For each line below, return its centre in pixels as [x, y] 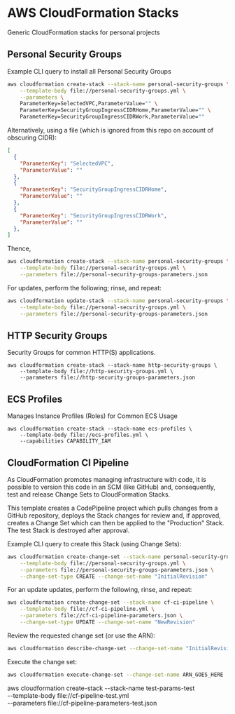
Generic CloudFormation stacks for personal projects [84, 32]
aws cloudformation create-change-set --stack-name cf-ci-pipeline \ [111, 602]
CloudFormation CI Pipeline [68, 463]
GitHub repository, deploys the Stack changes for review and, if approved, [114, 515]
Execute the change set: [42, 661]
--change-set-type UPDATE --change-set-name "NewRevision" [108, 622]
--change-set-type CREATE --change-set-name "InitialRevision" [114, 577]
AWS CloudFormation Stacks [93, 13]
